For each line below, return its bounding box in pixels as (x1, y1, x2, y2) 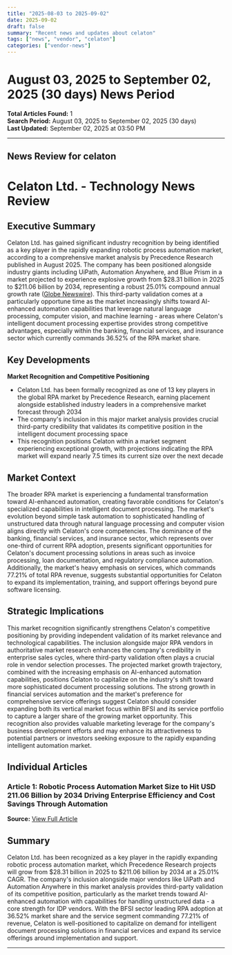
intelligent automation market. (7, 741, 92, 749)
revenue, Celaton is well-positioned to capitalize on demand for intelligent (7, 919, 217, 927)
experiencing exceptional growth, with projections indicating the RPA (17, 445, 213, 453)
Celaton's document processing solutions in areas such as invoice (7, 548, 195, 557)
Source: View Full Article (7, 815, 78, 823)
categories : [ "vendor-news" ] (7, 42, 91, 49)
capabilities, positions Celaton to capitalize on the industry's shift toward (7, 675, 214, 684)
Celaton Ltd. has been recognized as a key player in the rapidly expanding (7, 853, 218, 862)
